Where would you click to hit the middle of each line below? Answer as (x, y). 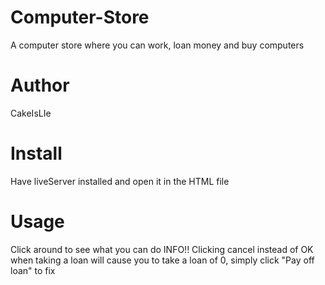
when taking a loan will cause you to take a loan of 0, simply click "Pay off (162, 260)
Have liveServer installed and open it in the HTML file (120, 181)
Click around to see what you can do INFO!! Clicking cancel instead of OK (162, 249)
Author (40, 85)
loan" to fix (33, 270)
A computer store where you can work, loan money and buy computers (157, 45)
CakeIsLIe (31, 113)
